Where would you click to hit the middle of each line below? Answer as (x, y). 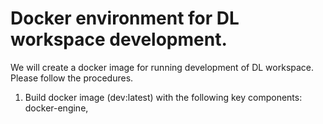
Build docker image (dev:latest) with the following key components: (163, 97)
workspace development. (119, 39)
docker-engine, (56, 108)
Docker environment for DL (125, 18)
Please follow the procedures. (72, 78)
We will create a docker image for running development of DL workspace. (162, 67)
